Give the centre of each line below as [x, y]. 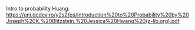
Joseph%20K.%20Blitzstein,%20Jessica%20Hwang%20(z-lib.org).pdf [93, 21]
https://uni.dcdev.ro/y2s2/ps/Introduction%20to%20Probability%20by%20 [98, 15]
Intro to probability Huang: [38, 9]
